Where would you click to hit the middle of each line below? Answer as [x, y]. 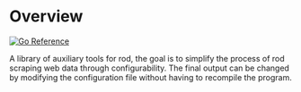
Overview [46, 17]
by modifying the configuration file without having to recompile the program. [150, 77]
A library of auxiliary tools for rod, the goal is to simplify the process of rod [147, 58]
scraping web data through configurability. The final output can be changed [150, 68]
